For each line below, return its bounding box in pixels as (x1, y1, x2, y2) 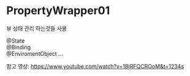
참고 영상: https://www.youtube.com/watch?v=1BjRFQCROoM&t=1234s (6, 63, 184, 70)
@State (6, 37, 25, 44)
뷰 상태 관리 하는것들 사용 (6, 25, 67, 32)
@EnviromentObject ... (6, 50, 63, 57)
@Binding (6, 44, 31, 51)
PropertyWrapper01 (6, 4, 110, 18)
